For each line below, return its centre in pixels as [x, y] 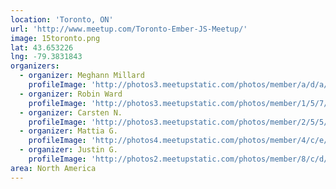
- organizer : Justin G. [68, 150]
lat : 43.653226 [42, 47]
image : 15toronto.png [55, 38]
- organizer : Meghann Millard [82, 76]
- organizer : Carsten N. [71, 112]
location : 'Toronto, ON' [62, 19]
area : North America [53, 168]
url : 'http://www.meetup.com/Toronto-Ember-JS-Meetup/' [129, 29]
